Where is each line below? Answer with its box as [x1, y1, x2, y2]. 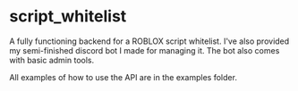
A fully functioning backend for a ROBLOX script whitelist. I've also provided [9, 36, 290, 46]
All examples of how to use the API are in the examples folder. [9, 71, 237, 82]
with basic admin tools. [9, 54, 95, 65]
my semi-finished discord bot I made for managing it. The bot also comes [9, 45, 280, 55]
